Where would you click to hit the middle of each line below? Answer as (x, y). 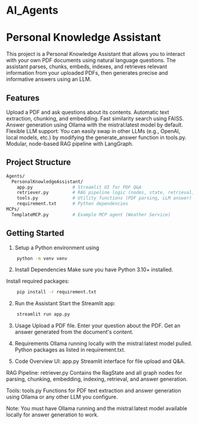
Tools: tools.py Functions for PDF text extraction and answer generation (94, 391)
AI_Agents (32, 10)
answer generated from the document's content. (74, 332)
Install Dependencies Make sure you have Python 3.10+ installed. (94, 270)
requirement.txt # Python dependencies (73, 204)
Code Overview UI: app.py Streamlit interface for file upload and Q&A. (100, 361)
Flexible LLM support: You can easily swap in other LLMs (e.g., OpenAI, (93, 131)
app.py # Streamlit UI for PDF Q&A (79, 187)
